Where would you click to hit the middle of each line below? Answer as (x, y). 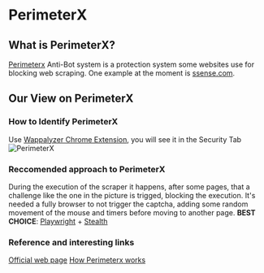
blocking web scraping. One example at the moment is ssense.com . (122, 73)
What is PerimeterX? (62, 45)
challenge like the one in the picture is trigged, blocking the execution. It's (132, 195)
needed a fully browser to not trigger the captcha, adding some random (128, 204)
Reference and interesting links (71, 242)
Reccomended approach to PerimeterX (87, 169)
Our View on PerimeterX (71, 99)
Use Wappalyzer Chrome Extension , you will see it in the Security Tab (125, 139)
